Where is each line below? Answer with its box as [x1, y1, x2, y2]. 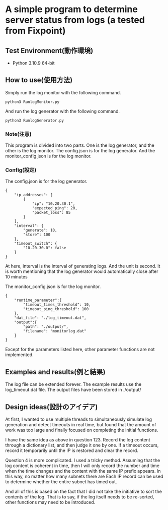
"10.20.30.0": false [23, 246, 66, 251]
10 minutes [5, 274, 28, 280]
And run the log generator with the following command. [5, 108, 120, 114]
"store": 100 [23, 232, 51, 238]
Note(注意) [5, 130, 32, 137]
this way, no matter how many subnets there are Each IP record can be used [5, 473, 163, 480]
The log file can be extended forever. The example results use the [5, 381, 142, 387]
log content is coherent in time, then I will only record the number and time [5, 463, 160, 469]
